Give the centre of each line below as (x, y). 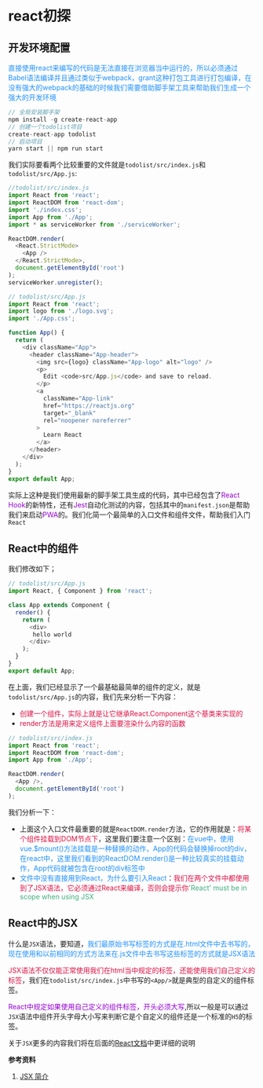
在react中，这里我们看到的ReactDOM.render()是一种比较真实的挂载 (128, 858)
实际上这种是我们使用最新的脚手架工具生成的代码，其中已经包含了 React (124, 495)
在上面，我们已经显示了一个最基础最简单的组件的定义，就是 (104, 687)
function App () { (37, 333)
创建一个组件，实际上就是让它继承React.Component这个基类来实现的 (131, 713)
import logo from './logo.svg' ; (61, 311)
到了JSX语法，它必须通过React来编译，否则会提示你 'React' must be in (133, 888)
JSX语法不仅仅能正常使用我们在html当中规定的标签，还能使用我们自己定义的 (131, 970)
